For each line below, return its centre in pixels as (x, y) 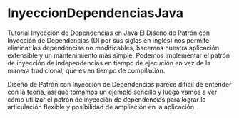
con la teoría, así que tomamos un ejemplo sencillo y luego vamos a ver (112, 92)
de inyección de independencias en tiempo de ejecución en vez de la (109, 63)
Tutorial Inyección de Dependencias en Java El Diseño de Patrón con (109, 33)
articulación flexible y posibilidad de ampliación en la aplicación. (102, 107)
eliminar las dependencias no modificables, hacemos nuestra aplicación (113, 48)
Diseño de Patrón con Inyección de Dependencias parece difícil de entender (119, 84)
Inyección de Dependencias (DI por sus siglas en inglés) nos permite (108, 40)
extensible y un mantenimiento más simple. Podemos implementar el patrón (119, 55)
